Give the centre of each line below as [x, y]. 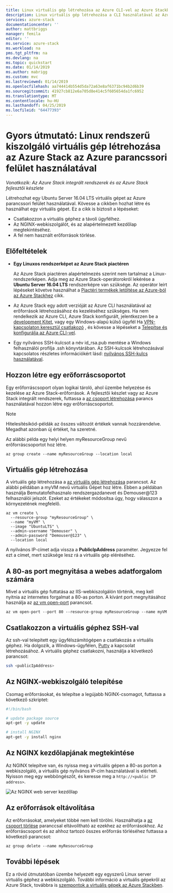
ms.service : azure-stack [32, 44]
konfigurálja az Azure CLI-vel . [45, 333]
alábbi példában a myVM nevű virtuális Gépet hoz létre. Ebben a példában [84, 488]
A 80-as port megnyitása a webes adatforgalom [84, 571]
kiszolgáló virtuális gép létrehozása [83, 147]
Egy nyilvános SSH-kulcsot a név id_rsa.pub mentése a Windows [82, 342]
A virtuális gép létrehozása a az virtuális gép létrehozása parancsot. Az [81, 482]
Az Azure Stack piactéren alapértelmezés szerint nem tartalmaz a [82, 274]
